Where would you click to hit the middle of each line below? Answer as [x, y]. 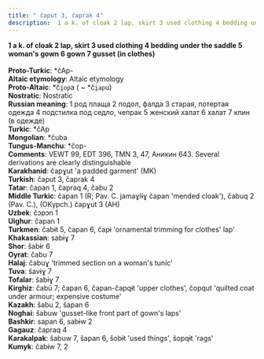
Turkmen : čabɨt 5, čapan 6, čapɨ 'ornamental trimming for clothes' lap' [122, 229]
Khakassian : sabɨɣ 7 [42, 238]
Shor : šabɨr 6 [29, 246]
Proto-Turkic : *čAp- [41, 70]
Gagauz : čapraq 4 [38, 329]
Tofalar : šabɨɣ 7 [34, 279]
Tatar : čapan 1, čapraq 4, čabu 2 [61, 187]
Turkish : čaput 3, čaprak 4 [51, 179]
